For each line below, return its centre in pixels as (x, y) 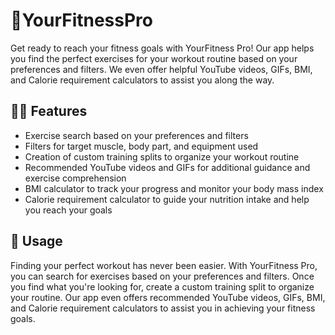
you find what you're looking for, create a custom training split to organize (162, 286)
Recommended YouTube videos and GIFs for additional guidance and (167, 167)
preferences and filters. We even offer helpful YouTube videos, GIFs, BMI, (161, 69)
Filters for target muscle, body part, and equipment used (141, 146)
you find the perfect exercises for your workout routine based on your (154, 58)
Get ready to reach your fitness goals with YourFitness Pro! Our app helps (162, 48)
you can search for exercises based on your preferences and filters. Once (162, 276)
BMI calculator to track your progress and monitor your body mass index (174, 188)
